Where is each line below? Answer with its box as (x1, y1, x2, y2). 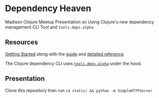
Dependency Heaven (5, 3, 91, 14)
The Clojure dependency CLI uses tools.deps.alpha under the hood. (5, 60, 142, 66)
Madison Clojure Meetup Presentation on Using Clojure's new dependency (5, 19, 154, 25)
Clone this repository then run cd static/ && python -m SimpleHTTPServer (5, 87, 153, 93)
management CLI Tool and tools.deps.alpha (5, 24, 94, 30)
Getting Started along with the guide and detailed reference (5, 51, 124, 57)
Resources (5, 38, 38, 47)
